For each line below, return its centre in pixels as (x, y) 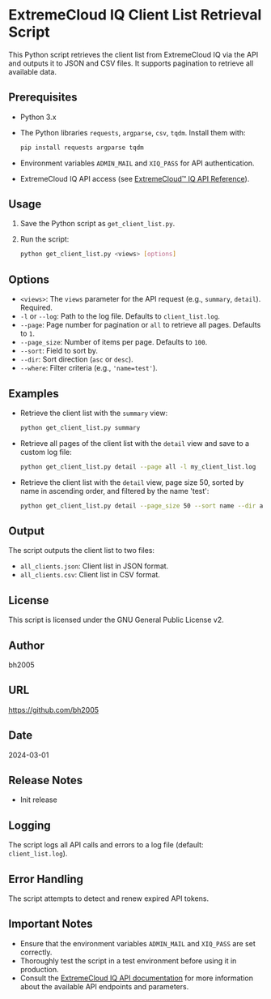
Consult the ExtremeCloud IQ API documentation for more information (136, 978)
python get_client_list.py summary (80, 427)
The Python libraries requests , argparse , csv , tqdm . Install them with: (133, 132)
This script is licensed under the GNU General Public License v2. (116, 620)
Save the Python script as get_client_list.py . (97, 224)
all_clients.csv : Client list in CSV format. (90, 575)
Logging (30, 825)
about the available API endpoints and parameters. (104, 986)
